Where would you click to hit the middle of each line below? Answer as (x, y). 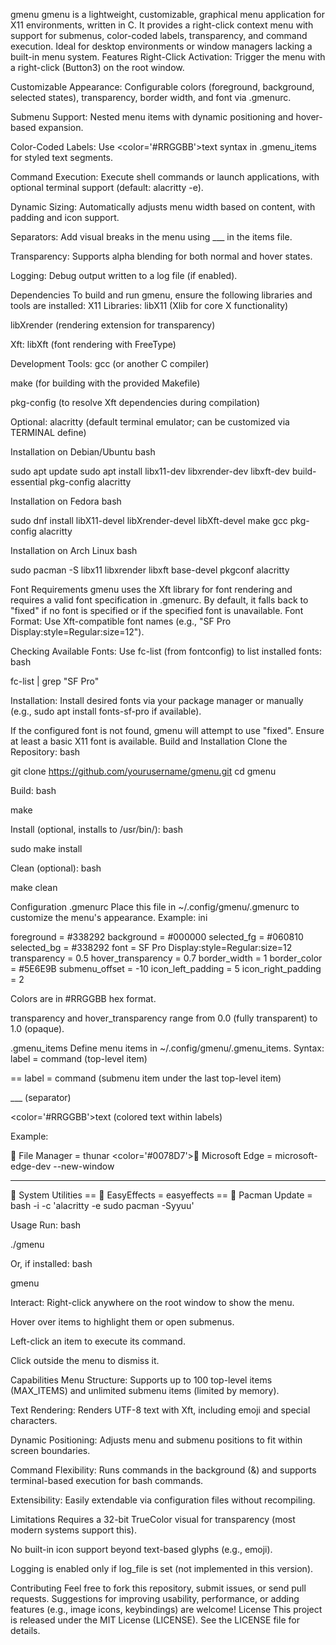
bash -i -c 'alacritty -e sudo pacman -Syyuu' (102, 1205)
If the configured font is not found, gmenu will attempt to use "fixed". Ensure (167, 730)
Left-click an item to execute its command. (98, 1341)
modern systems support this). (73, 1530)
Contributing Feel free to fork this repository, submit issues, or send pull (158, 1588)
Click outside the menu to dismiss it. (85, 1360)
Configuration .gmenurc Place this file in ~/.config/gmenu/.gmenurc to (155, 907)
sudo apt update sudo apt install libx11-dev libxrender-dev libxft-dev (150, 471)
